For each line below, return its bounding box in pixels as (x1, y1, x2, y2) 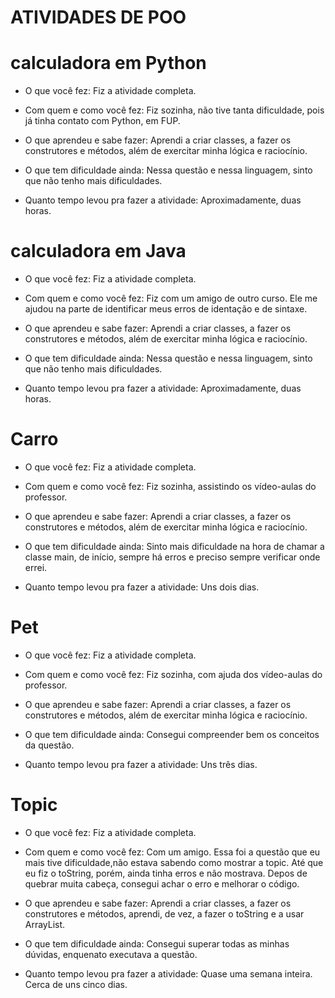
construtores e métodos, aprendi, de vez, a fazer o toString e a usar (24, 907, 305, 920)
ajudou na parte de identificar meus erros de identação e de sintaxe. (24, 303, 308, 315)
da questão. (24, 739, 75, 751)
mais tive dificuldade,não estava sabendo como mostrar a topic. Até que (24, 856, 324, 868)
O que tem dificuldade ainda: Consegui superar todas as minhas (24, 937, 290, 950)
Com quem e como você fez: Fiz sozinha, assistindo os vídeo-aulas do (24, 481, 317, 492)
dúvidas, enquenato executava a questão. (24, 948, 198, 960)
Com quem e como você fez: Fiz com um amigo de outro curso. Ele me (24, 292, 318, 305)
